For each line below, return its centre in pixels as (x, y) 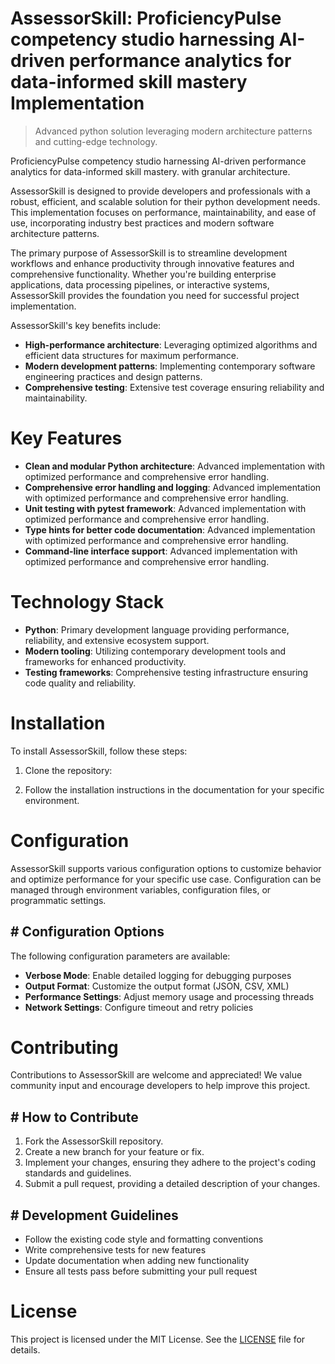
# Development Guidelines (94, 1215)
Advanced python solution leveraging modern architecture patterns (173, 131)
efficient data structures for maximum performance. (132, 355)
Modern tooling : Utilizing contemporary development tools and (155, 651)
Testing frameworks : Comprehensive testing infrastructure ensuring (166, 672)
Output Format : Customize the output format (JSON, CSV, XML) (157, 986)
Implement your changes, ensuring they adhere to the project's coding (170, 1163)
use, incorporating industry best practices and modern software (142, 223)
